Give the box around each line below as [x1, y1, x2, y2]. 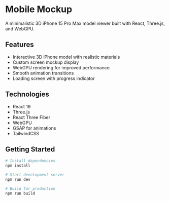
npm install [5, 163, 30, 168]
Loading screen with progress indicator [12, 75, 95, 82]
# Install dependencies [5, 158, 56, 164]
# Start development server [5, 172, 65, 178]
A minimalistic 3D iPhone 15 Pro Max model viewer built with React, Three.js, [5, 20, 165, 26]
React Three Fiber [12, 114, 51, 120]
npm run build [5, 191, 36, 196]
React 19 [12, 103, 31, 109]
